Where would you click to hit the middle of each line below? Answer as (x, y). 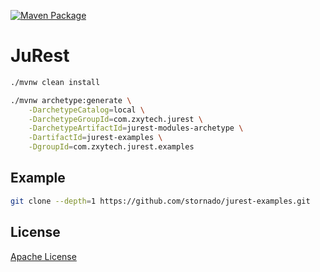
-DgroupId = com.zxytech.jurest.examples (111, 147)
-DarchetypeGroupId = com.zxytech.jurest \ (115, 119)
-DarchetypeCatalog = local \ (86, 110)
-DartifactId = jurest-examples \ (95, 138)
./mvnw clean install (55, 82)
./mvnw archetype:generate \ (71, 100)
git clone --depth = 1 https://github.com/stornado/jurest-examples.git (160, 201)
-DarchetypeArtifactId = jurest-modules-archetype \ (136, 128)
